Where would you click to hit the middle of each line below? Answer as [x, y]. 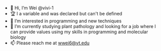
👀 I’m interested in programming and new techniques [66, 21]
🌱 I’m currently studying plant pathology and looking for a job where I [83, 26]
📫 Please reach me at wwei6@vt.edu [50, 43]
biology [18, 37]
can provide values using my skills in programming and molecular [79, 32]
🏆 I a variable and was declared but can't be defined [66, 14]
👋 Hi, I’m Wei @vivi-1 [32, 8]
